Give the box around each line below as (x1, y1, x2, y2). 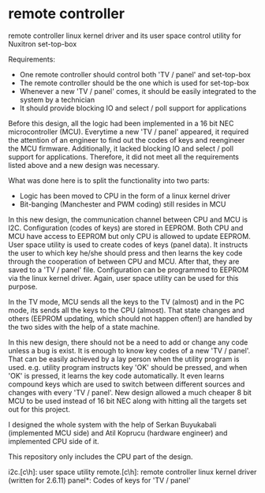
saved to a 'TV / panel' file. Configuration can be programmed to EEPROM (8, 265, 249, 275)
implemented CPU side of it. (8, 436, 100, 446)
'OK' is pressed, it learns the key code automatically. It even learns (8, 371, 225, 380)
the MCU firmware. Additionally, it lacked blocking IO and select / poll (8, 144, 234, 153)
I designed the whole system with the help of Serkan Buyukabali (8, 420, 217, 429)
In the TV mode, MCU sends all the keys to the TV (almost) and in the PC (8, 297, 244, 306)
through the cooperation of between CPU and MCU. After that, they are (8, 256, 240, 266)
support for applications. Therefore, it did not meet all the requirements (8, 151, 239, 162)
